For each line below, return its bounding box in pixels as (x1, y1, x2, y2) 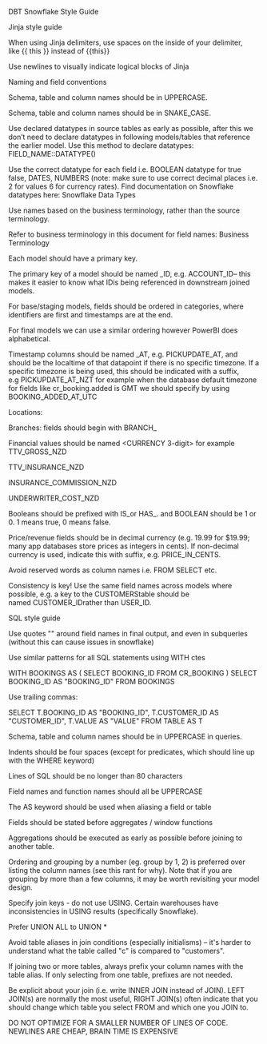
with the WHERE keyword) (8, 755, 95, 765)
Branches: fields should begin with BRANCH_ (8, 423, 157, 432)
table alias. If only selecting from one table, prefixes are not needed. (8, 970, 233, 979)
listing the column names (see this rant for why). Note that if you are (8, 866, 233, 875)
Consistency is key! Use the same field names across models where (8, 581, 233, 590)
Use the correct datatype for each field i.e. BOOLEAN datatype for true (8, 165, 241, 174)
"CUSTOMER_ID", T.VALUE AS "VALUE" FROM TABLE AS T (8, 716, 203, 726)
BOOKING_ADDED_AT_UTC (8, 392, 98, 401)
